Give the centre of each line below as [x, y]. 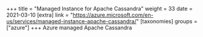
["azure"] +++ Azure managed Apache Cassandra [69, 27]
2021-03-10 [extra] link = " [40, 15]
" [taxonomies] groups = [167, 21]
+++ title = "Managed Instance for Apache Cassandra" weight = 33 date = [100, 9]
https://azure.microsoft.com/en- [113, 15]
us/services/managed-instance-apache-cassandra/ [72, 21]
